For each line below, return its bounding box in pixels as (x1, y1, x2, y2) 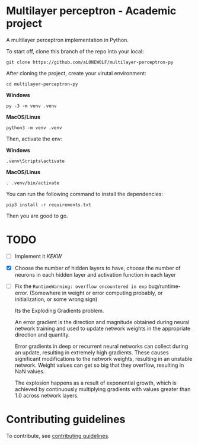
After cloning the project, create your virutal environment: (6, 69, 146, 76)
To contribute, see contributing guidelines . (6, 433, 110, 439)
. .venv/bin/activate (6, 180, 60, 186)
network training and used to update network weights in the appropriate (14, 325, 191, 332)
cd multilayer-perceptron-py (6, 81, 78, 87)
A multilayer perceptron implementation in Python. (6, 36, 129, 43)
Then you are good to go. (6, 212, 68, 219)
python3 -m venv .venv (6, 124, 62, 131)
